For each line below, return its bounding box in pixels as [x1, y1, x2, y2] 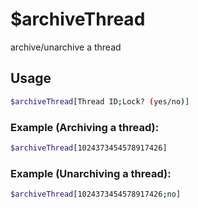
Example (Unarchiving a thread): [10, 166, 172, 180]
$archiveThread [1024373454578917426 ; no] [10, 189, 182, 200]
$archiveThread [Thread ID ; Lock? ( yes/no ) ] [10, 96, 190, 107]
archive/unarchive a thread [10, 41, 122, 53]
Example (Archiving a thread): [10, 120, 160, 134]
